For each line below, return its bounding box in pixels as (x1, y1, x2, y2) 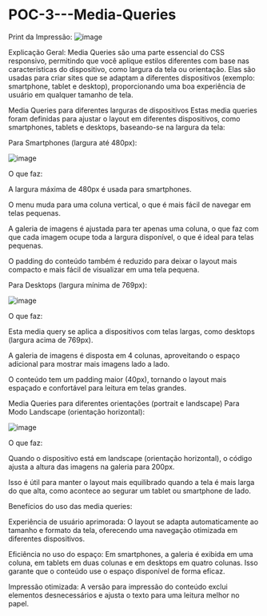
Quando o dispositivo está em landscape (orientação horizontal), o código (8, 453, 253, 463)
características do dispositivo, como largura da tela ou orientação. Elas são (8, 64, 256, 74)
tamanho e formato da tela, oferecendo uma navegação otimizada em (8, 525, 238, 535)
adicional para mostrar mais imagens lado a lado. (8, 359, 170, 368)
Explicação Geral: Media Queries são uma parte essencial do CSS (8, 47, 225, 57)
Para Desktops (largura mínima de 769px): (8, 280, 148, 289)
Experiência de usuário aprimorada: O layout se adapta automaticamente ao (8, 517, 259, 527)
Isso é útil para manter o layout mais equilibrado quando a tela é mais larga (8, 477, 255, 487)
